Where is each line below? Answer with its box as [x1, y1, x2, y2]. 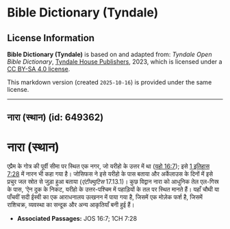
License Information [7, 32, 94, 44]
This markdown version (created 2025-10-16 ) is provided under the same [7, 78, 212, 86]
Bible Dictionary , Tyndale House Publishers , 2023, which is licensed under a [7, 58, 222, 66]
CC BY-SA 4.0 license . [7, 65, 71, 73]
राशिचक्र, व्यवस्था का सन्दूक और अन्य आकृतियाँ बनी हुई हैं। [7, 201, 135, 209]
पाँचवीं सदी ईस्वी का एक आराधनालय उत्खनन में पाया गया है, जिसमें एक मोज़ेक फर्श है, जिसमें [7, 193, 203, 202]
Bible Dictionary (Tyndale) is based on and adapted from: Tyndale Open [7, 50, 212, 58]
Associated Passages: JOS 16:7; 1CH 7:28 [16, 215, 138, 223]
